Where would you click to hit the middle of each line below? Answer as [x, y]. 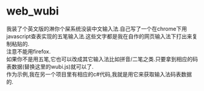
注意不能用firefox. [29, 51]
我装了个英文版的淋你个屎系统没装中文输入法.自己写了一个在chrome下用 [97, 29]
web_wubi [33, 11]
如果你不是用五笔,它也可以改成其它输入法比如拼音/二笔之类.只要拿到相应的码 [102, 59]
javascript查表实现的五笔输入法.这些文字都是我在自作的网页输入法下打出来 [100, 36]
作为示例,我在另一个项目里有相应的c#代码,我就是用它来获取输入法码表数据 [99, 74]
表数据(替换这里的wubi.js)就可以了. [50, 66]
